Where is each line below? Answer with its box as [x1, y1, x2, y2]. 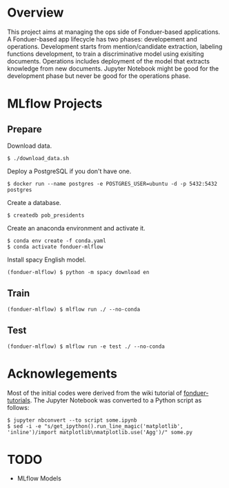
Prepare [7, 123, 43, 135]
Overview [7, 5, 64, 21]
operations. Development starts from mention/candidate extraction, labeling [7, 42, 223, 50]
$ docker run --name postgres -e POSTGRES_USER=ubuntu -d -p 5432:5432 [7, 180, 217, 187]
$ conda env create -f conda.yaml [7, 237, 107, 244]
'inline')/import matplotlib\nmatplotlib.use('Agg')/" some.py [7, 429, 193, 436]
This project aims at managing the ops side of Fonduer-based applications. [7, 28, 221, 36]
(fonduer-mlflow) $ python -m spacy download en [7, 269, 150, 275]
